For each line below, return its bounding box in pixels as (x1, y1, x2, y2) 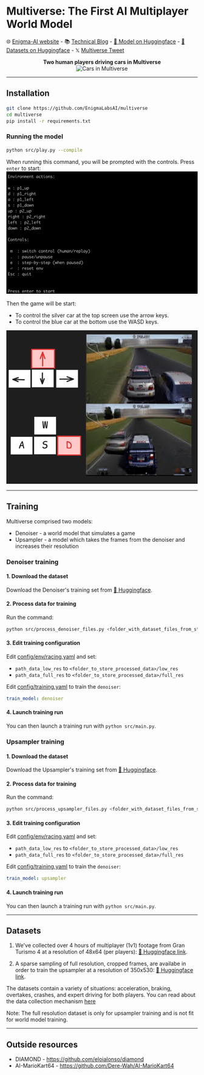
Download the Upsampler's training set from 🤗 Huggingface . (6, 766, 158, 773)
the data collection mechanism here (6, 998, 96, 1005)
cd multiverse (6, 112, 42, 118)
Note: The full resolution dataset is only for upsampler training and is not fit (6, 1010, 194, 1017)
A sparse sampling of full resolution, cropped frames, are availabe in (15, 960, 186, 967)
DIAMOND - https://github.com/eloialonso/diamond (15, 1055, 144, 1063)
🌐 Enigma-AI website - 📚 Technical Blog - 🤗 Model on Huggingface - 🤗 (6, 38, 185, 45)
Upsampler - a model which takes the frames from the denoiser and (15, 536, 185, 543)
